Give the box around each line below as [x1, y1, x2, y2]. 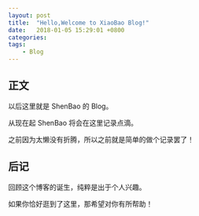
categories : [8, 33, 47, 42]
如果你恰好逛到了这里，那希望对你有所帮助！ [8, 199, 153, 208]
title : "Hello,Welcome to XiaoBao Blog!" [8, 19, 149, 27]
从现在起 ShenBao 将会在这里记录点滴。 [8, 118, 138, 127]
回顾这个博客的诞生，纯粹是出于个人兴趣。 [8, 182, 146, 192]
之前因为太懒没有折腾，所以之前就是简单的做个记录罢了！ [8, 134, 194, 144]
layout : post [8, 11, 51, 20]
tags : [8, 41, 26, 49]
